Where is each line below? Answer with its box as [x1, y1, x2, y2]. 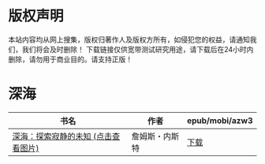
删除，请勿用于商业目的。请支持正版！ [8, 54, 132, 64]
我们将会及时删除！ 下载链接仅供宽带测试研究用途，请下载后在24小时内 [21, 44, 254, 54]
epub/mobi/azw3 [186, 115, 253, 126]
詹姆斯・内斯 [131, 131, 180, 142]
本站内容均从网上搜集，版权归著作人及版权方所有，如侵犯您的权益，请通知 [8, 35, 250, 44]
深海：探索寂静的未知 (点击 [12, 131, 113, 142]
